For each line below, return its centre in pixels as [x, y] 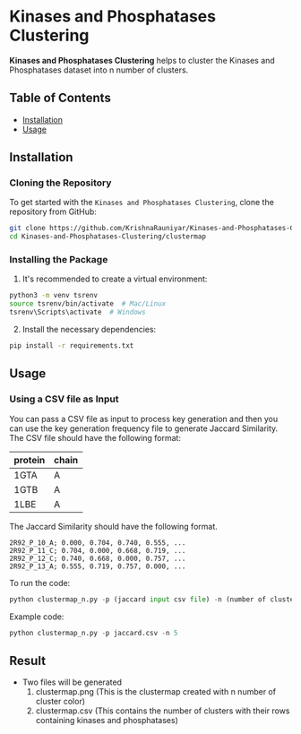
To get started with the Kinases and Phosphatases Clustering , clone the [142, 203]
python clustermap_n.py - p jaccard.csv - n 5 [94, 633]
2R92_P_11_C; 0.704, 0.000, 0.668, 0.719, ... [98, 550]
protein [30, 460]
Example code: [37, 617]
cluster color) [60, 702]
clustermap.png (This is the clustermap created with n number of [155, 692]
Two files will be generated [72, 682]
